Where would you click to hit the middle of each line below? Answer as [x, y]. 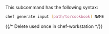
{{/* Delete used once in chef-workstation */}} [54, 26]
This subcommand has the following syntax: [52, 7]
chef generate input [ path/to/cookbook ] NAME [54, 17]
